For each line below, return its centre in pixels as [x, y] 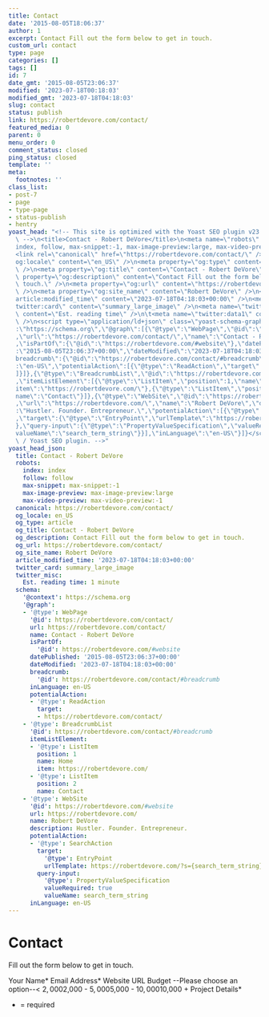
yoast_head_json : [37, 448]
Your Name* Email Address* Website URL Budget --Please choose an [123, 980]
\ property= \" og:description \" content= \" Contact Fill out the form [132, 277]
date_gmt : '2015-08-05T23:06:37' [64, 83]
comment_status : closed [48, 150]
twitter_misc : [39, 575]
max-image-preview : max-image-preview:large [98, 493]
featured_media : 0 [39, 128]
